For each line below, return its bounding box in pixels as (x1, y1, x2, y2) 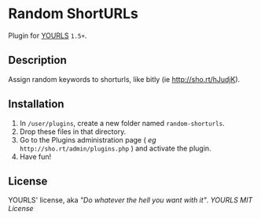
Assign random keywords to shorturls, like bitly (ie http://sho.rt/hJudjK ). (8, 74, 241, 84)
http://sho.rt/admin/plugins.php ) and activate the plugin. (19, 143, 211, 153)
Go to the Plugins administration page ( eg (19, 135, 156, 144)
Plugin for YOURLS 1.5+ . (8, 31, 87, 40)
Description (8, 54, 67, 67)
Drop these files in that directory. (19, 127, 127, 136)
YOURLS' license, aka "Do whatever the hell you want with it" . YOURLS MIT (8, 195, 253, 205)
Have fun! (19, 151, 52, 161)
